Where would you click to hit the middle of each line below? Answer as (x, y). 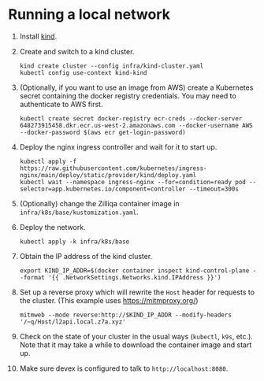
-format (32, 277)
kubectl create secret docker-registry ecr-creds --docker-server (131, 118)
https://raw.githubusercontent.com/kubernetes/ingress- (113, 168)
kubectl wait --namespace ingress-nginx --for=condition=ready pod (132, 182)
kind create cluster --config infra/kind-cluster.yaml (112, 66)
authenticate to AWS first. (61, 104)
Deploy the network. (52, 227)
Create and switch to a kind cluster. (77, 51)
